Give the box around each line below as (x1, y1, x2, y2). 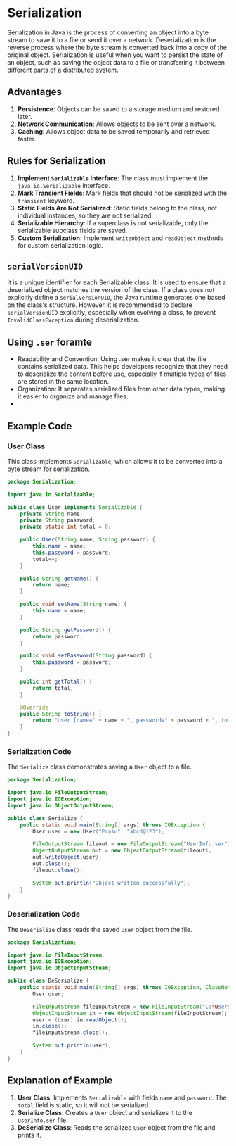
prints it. (17, 1131, 42, 1139)
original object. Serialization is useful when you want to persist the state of (7, 51, 223, 59)
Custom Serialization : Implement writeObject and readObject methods (17, 234, 223, 242)
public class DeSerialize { (7, 977, 90, 985)
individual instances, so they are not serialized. (17, 211, 153, 220)
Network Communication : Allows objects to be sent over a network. (17, 120, 216, 128)
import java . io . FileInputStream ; (7, 952, 105, 959)
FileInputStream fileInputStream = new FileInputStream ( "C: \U (32, 1003, 218, 1010)
